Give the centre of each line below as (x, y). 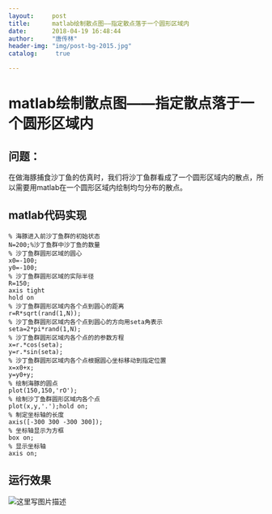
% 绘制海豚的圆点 (33, 383)
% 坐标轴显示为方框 (36, 430)
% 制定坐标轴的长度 (36, 415)
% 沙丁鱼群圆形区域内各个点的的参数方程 (66, 338)
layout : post (38, 16)
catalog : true (39, 54)
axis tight (27, 290)
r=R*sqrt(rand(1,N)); (45, 313)
